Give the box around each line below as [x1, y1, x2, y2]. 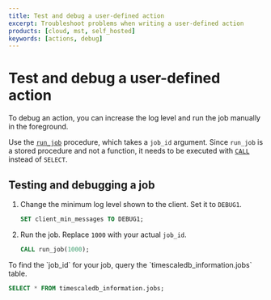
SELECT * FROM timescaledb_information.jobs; [8, 284, 164, 292]
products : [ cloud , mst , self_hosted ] [8, 27, 136, 35]
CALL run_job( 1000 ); [19, 245, 90, 253]
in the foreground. [8, 122, 69, 132]
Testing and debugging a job [8, 178, 155, 192]
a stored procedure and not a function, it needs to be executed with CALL [8, 146, 250, 156]
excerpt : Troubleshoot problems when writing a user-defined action [8, 19, 244, 27]
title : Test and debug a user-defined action [8, 11, 164, 20]
